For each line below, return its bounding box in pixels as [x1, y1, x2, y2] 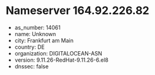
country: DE [14, 43, 45, 51]
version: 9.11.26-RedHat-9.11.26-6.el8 [14, 56, 108, 63]
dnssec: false [14, 62, 49, 70]
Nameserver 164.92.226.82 [6, 4, 149, 18]
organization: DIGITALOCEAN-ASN [14, 49, 102, 57]
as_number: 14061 [14, 24, 61, 31]
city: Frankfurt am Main [14, 37, 74, 44]
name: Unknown [14, 30, 56, 37]
